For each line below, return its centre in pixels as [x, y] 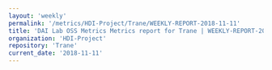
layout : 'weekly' [38, 16]
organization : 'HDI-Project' [57, 38]
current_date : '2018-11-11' [56, 53]
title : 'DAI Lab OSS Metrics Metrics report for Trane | [106, 31]
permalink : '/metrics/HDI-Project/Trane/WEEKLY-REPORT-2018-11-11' [125, 23]
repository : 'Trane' [43, 46]
